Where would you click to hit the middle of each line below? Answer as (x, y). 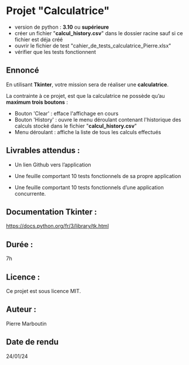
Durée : (20, 244)
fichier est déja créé (39, 39)
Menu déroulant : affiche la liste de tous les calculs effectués (88, 132)
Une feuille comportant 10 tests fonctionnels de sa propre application (98, 176)
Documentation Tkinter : (52, 212)
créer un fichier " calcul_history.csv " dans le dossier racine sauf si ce (99, 33)
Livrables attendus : (43, 151)
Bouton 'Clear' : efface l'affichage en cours (66, 113)
